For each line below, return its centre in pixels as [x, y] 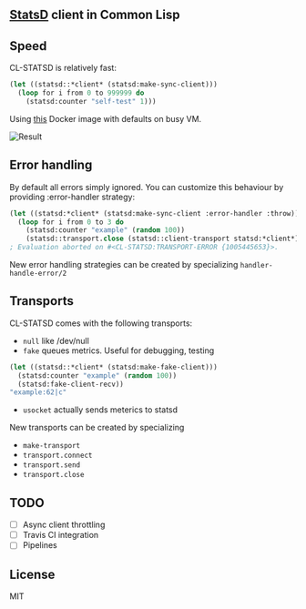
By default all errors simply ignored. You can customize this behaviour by [147, 187]
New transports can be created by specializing [97, 428]
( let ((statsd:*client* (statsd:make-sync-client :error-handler [136, 213]
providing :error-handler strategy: [72, 197]
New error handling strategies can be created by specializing [124, 265]
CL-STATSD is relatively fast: [63, 68]
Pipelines [40, 545]
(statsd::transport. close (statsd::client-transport [128, 239]
